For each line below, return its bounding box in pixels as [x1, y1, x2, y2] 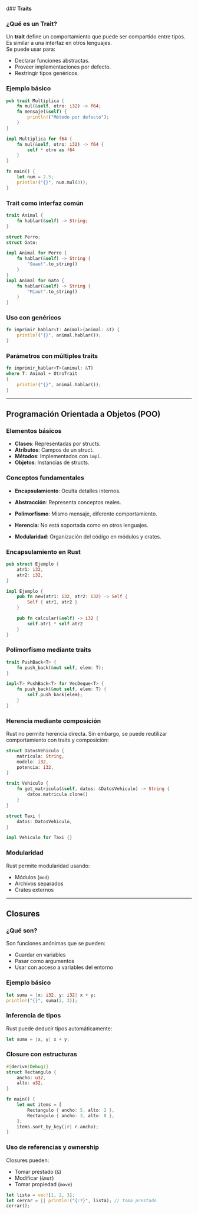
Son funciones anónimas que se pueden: [6, 940, 105, 947]
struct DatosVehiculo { [6, 748, 65, 754]
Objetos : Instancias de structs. [14, 459, 90, 466]
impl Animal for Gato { [6, 278, 65, 283]
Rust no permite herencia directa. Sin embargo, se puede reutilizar [6, 730, 167, 737]
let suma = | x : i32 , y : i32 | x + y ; [6, 992, 96, 998]
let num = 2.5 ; [16, 174, 54, 180]
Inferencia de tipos [6, 1011, 61, 1020]
